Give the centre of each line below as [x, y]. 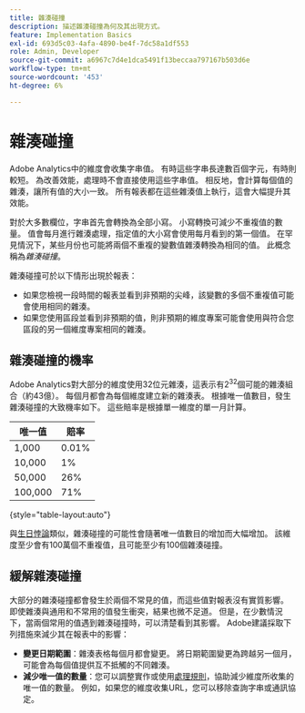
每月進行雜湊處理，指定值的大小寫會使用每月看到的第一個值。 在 [164, 233]
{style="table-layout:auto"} [60, 514]
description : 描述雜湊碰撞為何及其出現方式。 [87, 26]
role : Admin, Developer [55, 52]
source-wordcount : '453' [56, 77]
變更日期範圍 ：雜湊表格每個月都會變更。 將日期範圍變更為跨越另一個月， [159, 653]
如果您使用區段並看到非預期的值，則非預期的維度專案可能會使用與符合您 [158, 317]
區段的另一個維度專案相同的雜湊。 [86, 329]
